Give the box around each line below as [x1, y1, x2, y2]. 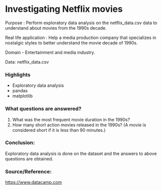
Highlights [5, 71, 31, 78]
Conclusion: [5, 139, 35, 146]
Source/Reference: [5, 168, 52, 175]
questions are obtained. [5, 155, 53, 161]
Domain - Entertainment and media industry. [5, 49, 95, 55]
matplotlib [12, 93, 33, 99]
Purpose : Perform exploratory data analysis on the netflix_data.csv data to [5, 20, 158, 26]
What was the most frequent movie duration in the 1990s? [12, 116, 130, 122]
